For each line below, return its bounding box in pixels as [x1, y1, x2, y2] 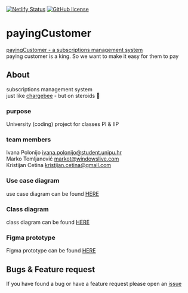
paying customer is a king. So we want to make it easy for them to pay [6, 53, 179, 60]
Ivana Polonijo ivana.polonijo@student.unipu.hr [6, 149, 122, 156]
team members [6, 135, 51, 143]
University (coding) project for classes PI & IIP [6, 121, 119, 128]
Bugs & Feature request [6, 264, 95, 275]
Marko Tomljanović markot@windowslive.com [6, 155, 119, 162]
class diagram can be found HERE [6, 218, 90, 226]
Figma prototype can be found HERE [6, 247, 96, 254]
